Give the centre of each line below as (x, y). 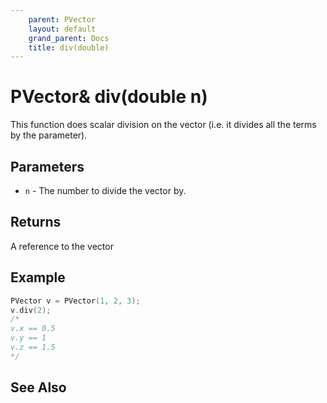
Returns (36, 222)
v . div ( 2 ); (31, 310)
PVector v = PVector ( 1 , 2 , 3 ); (75, 301)
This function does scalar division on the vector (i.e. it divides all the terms (163, 125)
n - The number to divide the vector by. (105, 190)
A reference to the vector (62, 246)
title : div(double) (69, 47)
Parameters (47, 166)
